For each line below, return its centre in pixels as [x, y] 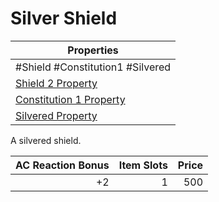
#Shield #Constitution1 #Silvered [93, 67]
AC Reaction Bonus [62, 165]
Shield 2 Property [56, 83]
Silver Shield [64, 18]
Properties [93, 50]
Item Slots [143, 165]
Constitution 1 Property [70, 99]
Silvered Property [56, 115]
